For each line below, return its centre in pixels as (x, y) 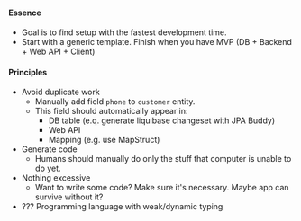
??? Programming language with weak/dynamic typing (122, 207)
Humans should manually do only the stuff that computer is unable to (163, 159)
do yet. (48, 168)
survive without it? (69, 197)
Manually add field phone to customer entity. (115, 102)
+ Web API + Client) (58, 52)
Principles (28, 72)
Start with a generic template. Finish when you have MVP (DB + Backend (156, 42)
